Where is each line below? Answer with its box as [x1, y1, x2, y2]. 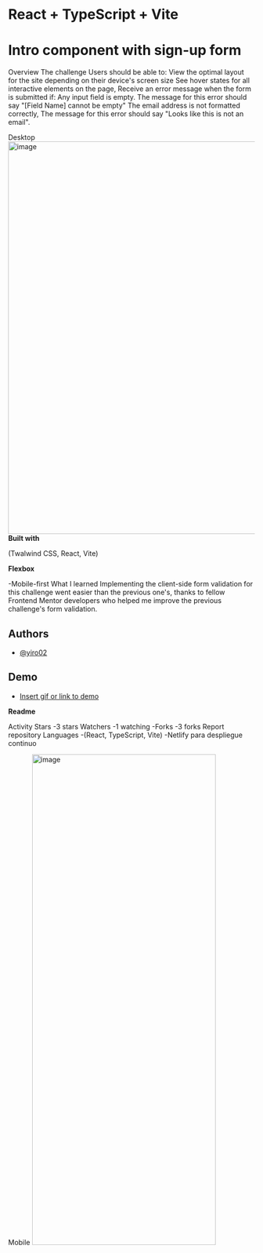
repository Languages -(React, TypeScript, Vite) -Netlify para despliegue [8, 730, 243, 740]
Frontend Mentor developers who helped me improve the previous [8, 596, 222, 605]
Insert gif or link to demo [19, 691, 99, 700]
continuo [8, 738, 37, 747]
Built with [8, 534, 40, 543]
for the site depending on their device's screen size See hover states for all [8, 76, 250, 86]
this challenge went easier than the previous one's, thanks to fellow [8, 587, 225, 597]
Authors [8, 626, 49, 641]
